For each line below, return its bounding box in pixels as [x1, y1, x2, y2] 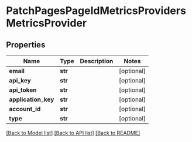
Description [80, 57, 114, 65]
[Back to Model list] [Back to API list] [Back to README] [6, 130, 140, 136]
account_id [9, 105, 41, 113]
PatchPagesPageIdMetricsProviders [6, 4, 186, 18]
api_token [9, 86, 37, 94]
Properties [6, 40, 46, 50]
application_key [9, 95, 54, 103]
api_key [9, 77, 31, 84]
